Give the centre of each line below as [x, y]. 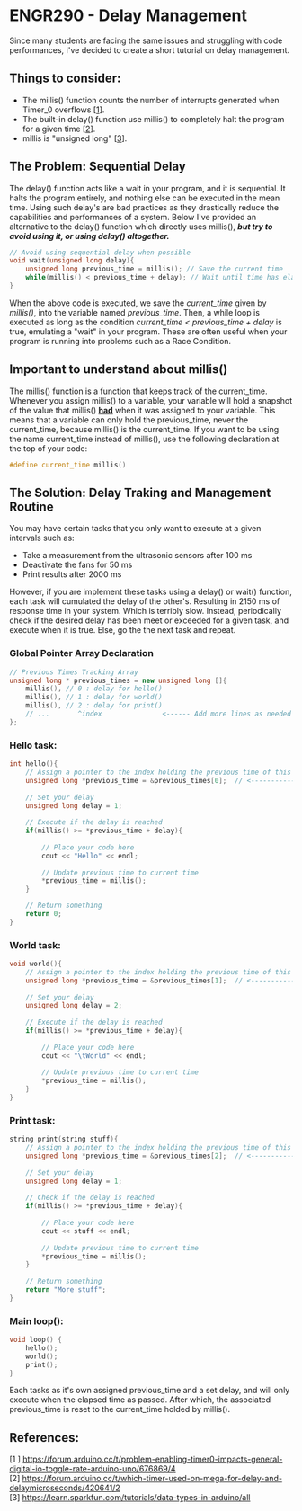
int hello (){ [34, 764]
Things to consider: [65, 79]
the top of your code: [49, 448]
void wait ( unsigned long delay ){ [72, 261]
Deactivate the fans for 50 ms [77, 565]
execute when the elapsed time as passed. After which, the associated [140, 1400]
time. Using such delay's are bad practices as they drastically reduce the [144, 207]
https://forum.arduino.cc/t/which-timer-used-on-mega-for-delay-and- [152, 1479]
